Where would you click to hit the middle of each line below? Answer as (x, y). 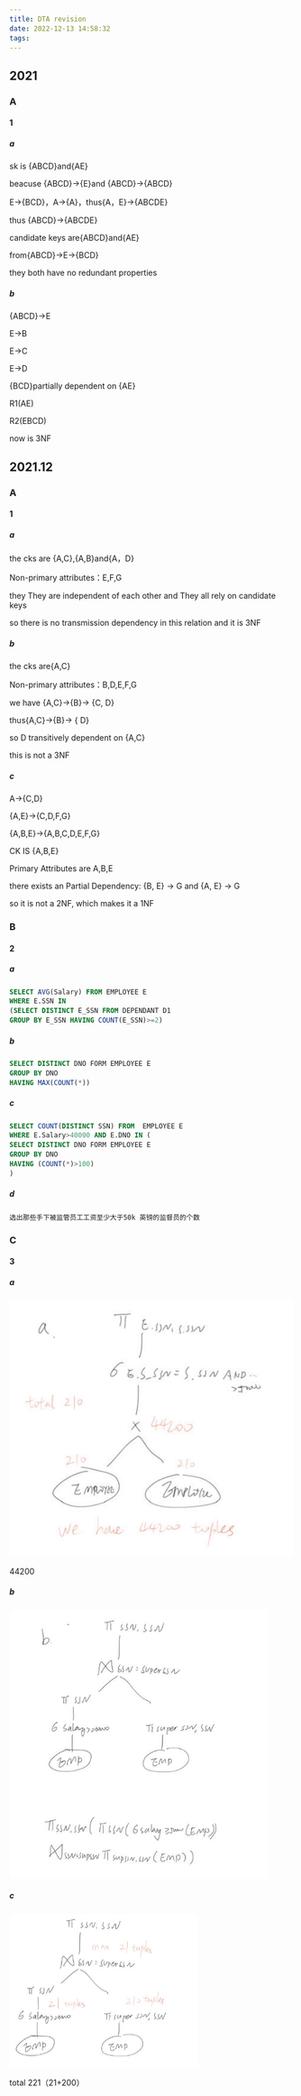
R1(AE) (22, 404)
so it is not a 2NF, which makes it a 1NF (82, 904)
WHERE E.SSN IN (38, 1001)
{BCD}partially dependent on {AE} (73, 386)
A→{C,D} (26, 799)
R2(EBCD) (28, 421)
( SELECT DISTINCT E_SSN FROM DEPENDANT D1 (90, 1011)
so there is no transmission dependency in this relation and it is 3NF (135, 623)
